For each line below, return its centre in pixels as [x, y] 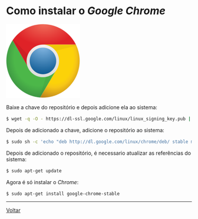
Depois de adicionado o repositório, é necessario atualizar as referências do [99, 153]
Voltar [13, 210]
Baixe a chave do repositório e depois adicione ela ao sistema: [82, 107]
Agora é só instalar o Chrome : [42, 182]
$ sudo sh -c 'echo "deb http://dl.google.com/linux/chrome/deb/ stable [97, 142]
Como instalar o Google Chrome [86, 11]
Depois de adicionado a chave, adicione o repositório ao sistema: [85, 130]
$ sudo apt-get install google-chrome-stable [63, 194]
